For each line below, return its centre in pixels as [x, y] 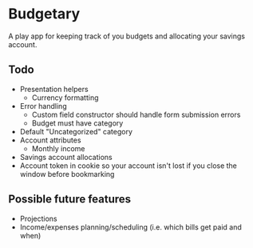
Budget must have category [77, 123]
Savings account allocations [66, 157]
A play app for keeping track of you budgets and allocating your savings [127, 36]
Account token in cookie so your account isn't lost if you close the [128, 166]
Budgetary [44, 14]
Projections [38, 218]
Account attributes [50, 140]
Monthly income [58, 148]
